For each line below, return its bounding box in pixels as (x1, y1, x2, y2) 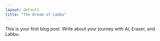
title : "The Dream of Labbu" (5, 12, 67, 17)
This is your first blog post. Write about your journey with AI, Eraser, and (5, 25, 155, 31)
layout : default (5, 7, 39, 12)
